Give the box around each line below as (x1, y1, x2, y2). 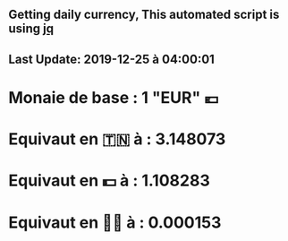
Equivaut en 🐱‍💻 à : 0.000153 (8, 212, 222, 232)
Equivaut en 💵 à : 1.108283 (8, 170, 211, 191)
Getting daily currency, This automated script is (8, 7, 280, 22)
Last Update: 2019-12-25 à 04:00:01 (8, 51, 216, 66)
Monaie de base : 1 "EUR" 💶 (8, 87, 219, 108)
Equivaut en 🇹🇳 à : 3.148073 (8, 129, 226, 150)
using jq (8, 22, 55, 37)
